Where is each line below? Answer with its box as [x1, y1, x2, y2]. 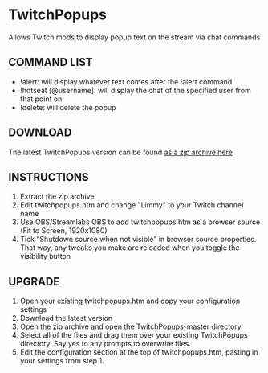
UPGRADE [8, 275, 60, 289]
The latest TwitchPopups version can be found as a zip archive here [8, 147, 233, 157]
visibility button [19, 252, 71, 261]
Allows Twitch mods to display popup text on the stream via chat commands [8, 32, 261, 42]
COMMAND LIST [8, 55, 94, 69]
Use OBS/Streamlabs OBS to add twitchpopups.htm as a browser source [19, 217, 261, 227]
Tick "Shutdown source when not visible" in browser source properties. [19, 235, 257, 244]
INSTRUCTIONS [8, 170, 90, 184]
